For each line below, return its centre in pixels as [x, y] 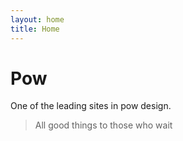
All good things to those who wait [103, 125]
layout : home [37, 19]
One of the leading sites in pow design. [91, 106]
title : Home [35, 29]
